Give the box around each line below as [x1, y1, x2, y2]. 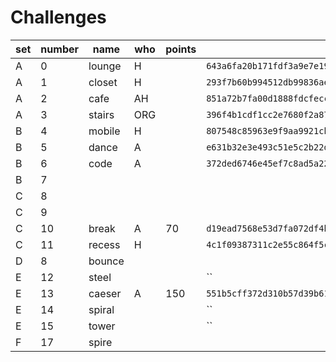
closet [88, 75, 118, 89]
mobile [88, 124, 121, 138]
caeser [88, 286, 122, 300]
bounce [88, 254, 125, 268]
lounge [88, 59, 122, 73]
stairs [88, 107, 115, 121]
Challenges [10, 6, 107, 29]
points [165, 42, 197, 56]
